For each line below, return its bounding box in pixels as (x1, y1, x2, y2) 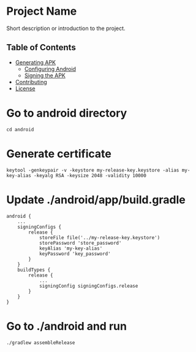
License (15, 85, 36, 92)
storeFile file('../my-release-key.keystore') (39, 234, 160, 240)
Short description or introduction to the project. (6, 25, 126, 32)
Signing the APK (24, 72, 66, 79)
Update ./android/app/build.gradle (6, 193, 186, 207)
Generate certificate (6, 147, 111, 161)
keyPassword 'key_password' (39, 250, 111, 257)
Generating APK (15, 58, 56, 66)
